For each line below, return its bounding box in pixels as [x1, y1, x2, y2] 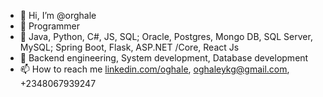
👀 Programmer [19, 20, 80, 32]
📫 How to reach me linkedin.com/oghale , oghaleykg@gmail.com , [19, 63, 290, 75]
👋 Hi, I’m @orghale [19, 10, 97, 21]
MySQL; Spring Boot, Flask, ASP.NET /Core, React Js [19, 41, 240, 53]
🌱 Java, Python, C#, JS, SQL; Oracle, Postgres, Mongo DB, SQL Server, [19, 31, 313, 42]
